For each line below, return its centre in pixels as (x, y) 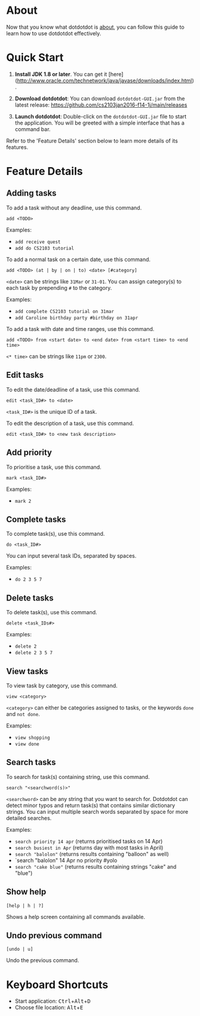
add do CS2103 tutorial (44, 248)
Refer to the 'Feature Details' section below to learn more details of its (92, 141)
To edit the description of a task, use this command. (70, 423)
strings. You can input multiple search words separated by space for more (97, 811)
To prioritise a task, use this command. (54, 467)
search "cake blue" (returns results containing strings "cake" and (96, 866)
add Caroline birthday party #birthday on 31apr (76, 318)
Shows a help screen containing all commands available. (76, 917)
